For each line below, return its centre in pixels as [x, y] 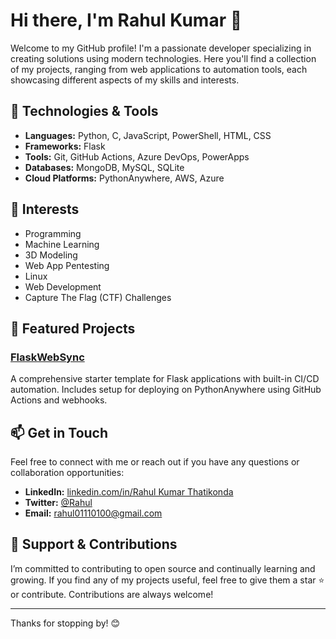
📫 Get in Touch [59, 432]
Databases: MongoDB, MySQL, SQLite [104, 167]
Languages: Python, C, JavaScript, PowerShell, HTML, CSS [148, 135]
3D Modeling [51, 255]
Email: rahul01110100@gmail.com [93, 513]
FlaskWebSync [47, 357]
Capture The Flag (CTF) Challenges [98, 297]
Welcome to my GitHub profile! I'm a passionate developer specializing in [161, 48]
